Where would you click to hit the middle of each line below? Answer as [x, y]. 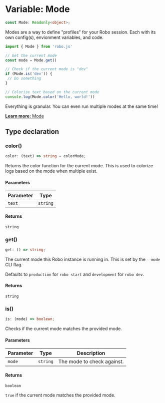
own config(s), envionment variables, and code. [54, 37]
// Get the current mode [31, 55]
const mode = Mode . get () [31, 60]
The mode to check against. [91, 362]
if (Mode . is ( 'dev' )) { [29, 74]
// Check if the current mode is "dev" [47, 69]
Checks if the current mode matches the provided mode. [64, 329]
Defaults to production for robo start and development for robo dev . [74, 274]
